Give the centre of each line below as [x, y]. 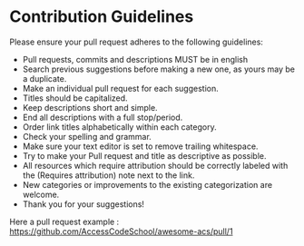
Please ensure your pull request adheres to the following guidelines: [136, 42]
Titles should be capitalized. [75, 98]
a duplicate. [44, 78]
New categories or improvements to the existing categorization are [147, 184]
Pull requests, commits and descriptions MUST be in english [135, 59]
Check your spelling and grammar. [87, 136]
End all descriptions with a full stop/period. [103, 117]
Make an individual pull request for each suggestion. [121, 88]
